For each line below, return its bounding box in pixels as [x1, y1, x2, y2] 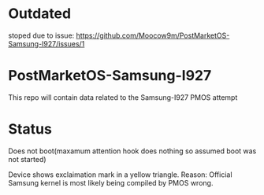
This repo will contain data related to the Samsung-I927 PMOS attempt [8, 92, 238, 102]
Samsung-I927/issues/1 [8, 39, 85, 48]
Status [8, 120, 53, 138]
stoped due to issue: [8, 31, 75, 40]
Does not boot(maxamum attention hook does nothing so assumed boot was [8, 146, 257, 156]
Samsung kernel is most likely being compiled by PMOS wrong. [8, 178, 214, 187]
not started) [8, 154, 46, 164]
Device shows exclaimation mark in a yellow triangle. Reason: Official [8, 170, 232, 179]
